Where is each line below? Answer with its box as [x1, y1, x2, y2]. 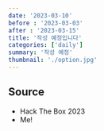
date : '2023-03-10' [8, 11, 73, 20]
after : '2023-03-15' [8, 26, 80, 34]
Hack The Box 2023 [19, 106, 86, 116]
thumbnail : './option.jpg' [8, 56, 98, 64]
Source [8, 85, 45, 99]
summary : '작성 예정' [8, 48, 73, 56]
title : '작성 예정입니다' [8, 33, 83, 42]
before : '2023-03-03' [8, 19, 83, 27]
